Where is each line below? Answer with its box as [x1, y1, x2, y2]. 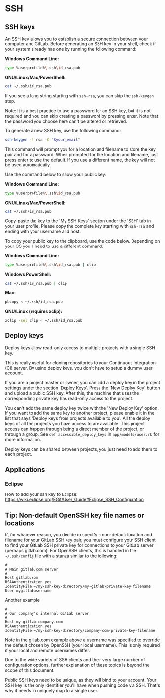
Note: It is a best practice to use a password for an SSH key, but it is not [5, 107, 151, 114]
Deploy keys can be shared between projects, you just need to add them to [5, 446, 158, 452]
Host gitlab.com [5, 575, 38, 580]
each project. [5, 451, 32, 457]
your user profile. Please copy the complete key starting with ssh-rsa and [5, 223, 154, 229]
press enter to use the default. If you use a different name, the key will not [5, 157, 155, 163]
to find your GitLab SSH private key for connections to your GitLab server [5, 542, 154, 548]
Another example [5, 597, 40, 603]
